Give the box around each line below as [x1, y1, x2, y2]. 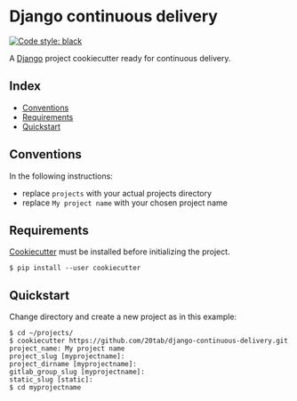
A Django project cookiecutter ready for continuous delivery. [9, 52, 231, 63]
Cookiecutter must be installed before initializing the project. [9, 246, 230, 257]
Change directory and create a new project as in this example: [9, 311, 237, 322]
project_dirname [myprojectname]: [9, 360, 138, 369]
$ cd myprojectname [9, 383, 82, 392]
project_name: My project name [9, 344, 125, 353]
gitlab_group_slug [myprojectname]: [9, 367, 145, 377]
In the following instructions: [9, 171, 113, 181]
